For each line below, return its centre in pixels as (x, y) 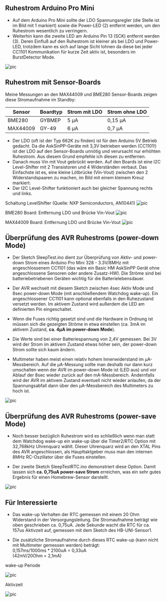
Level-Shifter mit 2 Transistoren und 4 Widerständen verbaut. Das (80, 167)
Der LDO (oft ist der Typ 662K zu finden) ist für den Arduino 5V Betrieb (85, 141)
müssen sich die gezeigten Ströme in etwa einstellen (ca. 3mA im (79, 324)
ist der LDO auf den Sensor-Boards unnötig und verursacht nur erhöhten (86, 151)
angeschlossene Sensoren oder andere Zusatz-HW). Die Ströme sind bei (87, 273)
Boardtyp (51, 112)
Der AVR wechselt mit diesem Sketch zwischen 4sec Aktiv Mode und (83, 288)
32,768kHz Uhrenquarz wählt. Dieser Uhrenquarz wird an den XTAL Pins (86, 447)
